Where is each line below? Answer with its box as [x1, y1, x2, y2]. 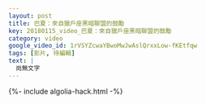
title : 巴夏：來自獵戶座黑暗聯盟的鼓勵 [8, 19, 125, 27]
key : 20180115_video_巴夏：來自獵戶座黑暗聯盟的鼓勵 [8, 27, 172, 35]
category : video [8, 34, 63, 43]
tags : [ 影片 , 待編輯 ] [8, 49, 75, 57]
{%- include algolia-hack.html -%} [8, 86, 123, 96]
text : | [8, 57, 35, 65]
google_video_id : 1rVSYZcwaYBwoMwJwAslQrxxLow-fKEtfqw [8, 42, 198, 50]
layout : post [8, 11, 53, 20]
